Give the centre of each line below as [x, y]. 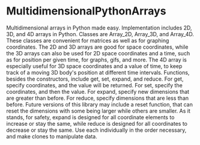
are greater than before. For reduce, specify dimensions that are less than [98, 98]
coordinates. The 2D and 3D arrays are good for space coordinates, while [97, 47]
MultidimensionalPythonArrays [86, 11]
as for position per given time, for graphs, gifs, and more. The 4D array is [97, 60]
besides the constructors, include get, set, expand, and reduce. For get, [95, 79]
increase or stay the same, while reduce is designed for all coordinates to [97, 123]
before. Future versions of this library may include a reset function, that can [100, 104]
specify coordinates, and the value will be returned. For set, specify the [95, 85]
